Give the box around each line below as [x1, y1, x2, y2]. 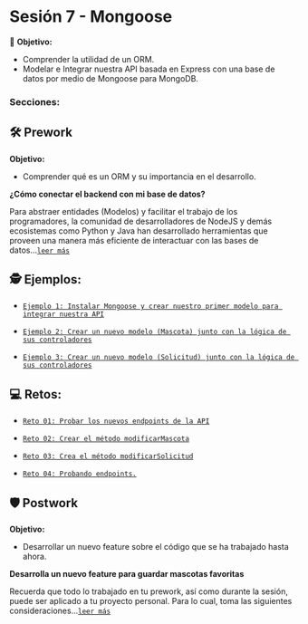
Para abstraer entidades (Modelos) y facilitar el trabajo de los [9, 206, 238, 216]
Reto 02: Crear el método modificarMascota [22, 435, 190, 444]
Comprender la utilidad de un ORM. [22, 53, 155, 64]
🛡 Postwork [9, 495, 79, 511]
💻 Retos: [9, 387, 62, 402]
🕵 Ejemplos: [9, 272, 82, 287]
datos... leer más [9, 245, 71, 255]
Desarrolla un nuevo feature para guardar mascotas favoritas [9, 569, 245, 580]
